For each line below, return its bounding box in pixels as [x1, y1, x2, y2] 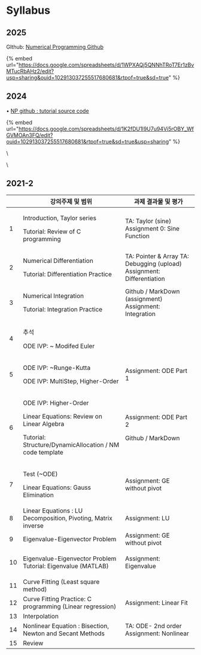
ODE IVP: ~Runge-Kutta [23, 363, 91, 372]
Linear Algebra [23, 420, 65, 428]
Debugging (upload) [124, 259, 182, 268]
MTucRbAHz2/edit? [6, 68, 54, 75]
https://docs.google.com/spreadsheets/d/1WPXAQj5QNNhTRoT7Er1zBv [18, 61, 194, 68]
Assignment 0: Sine [124, 224, 180, 232]
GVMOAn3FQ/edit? [6, 131, 53, 138]
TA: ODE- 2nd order [124, 621, 182, 630]
